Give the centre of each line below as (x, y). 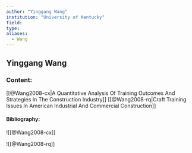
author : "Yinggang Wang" (37, 12)
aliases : (17, 34)
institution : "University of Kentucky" (56, 17)
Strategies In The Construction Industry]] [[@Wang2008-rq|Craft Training (96, 99)
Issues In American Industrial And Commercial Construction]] (81, 106)
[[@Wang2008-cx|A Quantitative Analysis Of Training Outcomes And (91, 93)
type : (13, 28)
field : (14, 23)
